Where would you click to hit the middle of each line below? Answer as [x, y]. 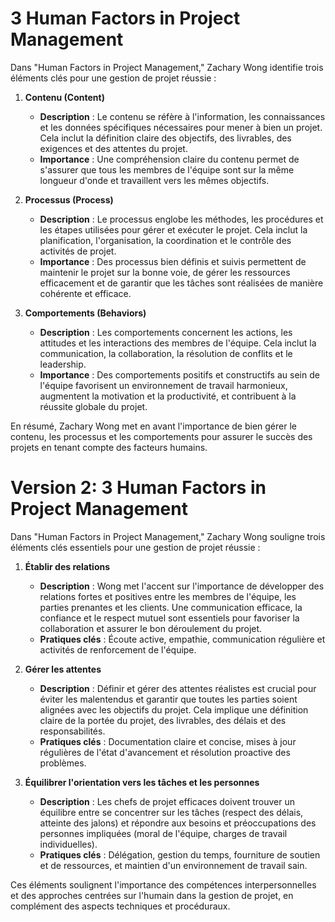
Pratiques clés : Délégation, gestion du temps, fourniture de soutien [180, 854]
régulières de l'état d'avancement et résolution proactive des [165, 752]
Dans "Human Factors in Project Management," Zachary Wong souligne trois [168, 536]
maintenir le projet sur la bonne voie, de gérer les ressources [165, 272]
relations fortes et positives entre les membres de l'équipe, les [168, 596]
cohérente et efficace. [85, 293]
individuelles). [68, 844]
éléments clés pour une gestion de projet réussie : [113, 78]
